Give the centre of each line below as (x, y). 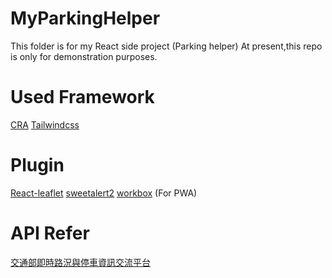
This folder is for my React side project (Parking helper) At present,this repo (166, 46)
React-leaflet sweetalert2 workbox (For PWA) (104, 193)
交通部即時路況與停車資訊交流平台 (80, 262)
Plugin (37, 165)
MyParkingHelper (85, 18)
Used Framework (82, 97)
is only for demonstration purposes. (84, 56)
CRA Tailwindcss (45, 124)
